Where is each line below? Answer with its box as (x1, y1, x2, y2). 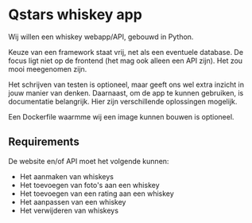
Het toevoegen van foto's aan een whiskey (19, 180, 161, 190)
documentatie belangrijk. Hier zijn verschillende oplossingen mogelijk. (8, 96, 238, 106)
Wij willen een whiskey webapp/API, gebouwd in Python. (8, 32, 194, 41)
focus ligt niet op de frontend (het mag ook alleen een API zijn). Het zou (8, 56, 243, 65)
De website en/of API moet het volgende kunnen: (8, 156, 169, 166)
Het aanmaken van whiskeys (19, 171, 114, 181)
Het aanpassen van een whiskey (19, 197, 126, 206)
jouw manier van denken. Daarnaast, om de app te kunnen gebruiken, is (8, 88, 244, 97)
